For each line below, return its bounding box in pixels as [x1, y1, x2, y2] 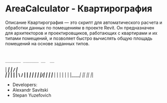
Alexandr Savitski [12, 87, 48, 93]
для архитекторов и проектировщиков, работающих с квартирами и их [5, 30, 158, 36]
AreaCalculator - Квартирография [5, 3, 153, 14]
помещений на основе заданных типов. [5, 40, 90, 46]
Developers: [12, 82, 37, 88]
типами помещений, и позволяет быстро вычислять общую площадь [5, 35, 153, 41]
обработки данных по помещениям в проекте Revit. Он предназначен [5, 24, 155, 30]
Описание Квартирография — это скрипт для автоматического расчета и [5, 19, 163, 25]
